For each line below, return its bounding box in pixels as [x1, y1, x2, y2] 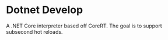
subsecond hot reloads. [6, 28, 63, 35]
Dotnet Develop [6, 3, 83, 17]
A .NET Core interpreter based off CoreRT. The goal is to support [6, 22, 162, 29]
